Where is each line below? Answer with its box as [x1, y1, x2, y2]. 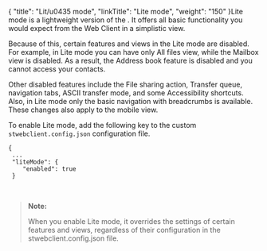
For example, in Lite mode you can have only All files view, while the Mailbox [8, 48, 259, 56]
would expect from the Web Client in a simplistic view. [8, 24, 186, 33]
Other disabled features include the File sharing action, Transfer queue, [8, 79, 243, 89]
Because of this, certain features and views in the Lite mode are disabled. [8, 39, 249, 48]
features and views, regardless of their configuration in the [27, 226, 221, 234]
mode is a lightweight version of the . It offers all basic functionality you [8, 15, 243, 25]
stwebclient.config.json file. [27, 234, 120, 243]
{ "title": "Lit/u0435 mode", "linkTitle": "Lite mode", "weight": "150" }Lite [8, 7, 243, 16]
